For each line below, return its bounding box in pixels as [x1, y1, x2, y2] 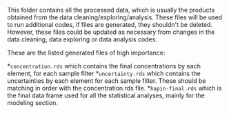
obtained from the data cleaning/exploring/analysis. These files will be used [7, 13, 223, 21]
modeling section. [7, 99, 59, 106]
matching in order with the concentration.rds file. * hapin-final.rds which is [7, 84, 222, 92]
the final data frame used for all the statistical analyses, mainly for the [7, 91, 206, 99]
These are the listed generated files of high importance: [7, 48, 166, 57]
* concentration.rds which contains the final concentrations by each [7, 62, 201, 70]
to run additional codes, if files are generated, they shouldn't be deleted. [7, 21, 212, 28]
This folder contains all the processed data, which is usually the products [7, 6, 215, 14]
